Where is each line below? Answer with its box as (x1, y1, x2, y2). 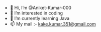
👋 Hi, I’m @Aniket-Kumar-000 (10, 5, 72, 10)
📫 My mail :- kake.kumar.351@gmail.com (10, 21, 96, 27)
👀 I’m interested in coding (10, 10, 63, 16)
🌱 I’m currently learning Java (10, 15, 70, 21)
